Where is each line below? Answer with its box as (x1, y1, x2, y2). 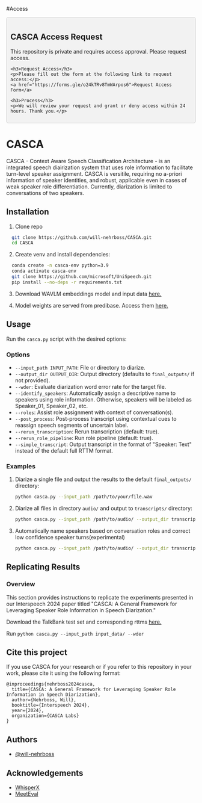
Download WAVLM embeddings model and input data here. (14, 290, 162, 297)
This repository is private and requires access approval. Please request (10, 48, 187, 55)
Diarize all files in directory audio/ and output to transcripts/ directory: (14, 505, 192, 512)
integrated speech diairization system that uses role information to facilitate (6, 164, 194, 171)
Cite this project (6, 647, 67, 657)
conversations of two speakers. (6, 189, 84, 196)
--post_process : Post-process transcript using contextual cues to (14, 415, 177, 422)
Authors (6, 734, 38, 745)
